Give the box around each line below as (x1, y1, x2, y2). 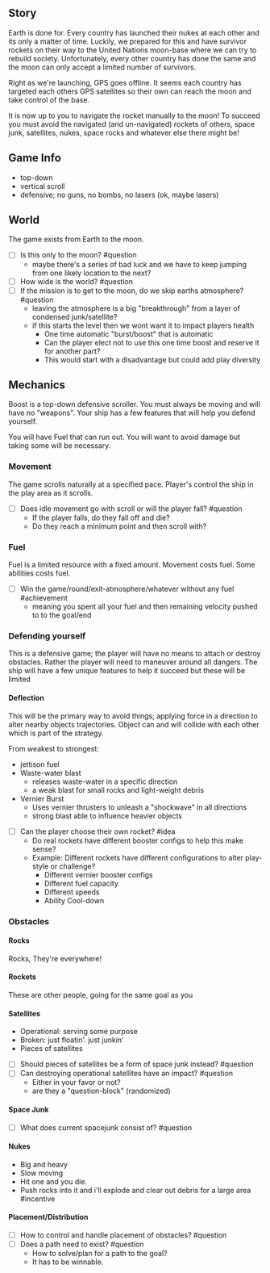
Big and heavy (19, 1159, 69, 1169)
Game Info (8, 151, 62, 165)
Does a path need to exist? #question (19, 1239, 144, 1250)
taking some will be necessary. (8, 441, 111, 450)
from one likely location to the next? (31, 268, 152, 278)
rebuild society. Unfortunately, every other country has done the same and (8, 53, 256, 63)
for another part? (44, 346, 101, 356)
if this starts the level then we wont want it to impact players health (31, 320, 255, 330)
